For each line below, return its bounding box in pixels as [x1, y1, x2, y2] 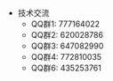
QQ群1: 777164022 [30, 18, 101, 29]
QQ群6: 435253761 [30, 63, 102, 73]
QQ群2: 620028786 [30, 30, 104, 40]
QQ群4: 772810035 [30, 52, 102, 62]
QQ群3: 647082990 [30, 40, 104, 51]
